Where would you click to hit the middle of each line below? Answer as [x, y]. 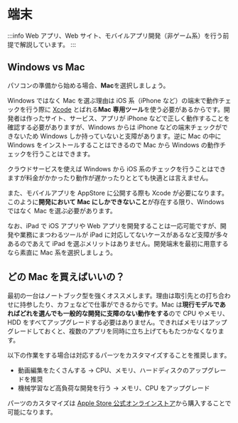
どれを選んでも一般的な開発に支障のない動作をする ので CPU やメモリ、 [124, 313]
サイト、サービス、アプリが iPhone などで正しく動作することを [137, 118]
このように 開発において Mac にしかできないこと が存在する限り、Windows [116, 202]
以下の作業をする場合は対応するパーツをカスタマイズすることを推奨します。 [119, 355]
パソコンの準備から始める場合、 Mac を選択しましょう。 [88, 85]
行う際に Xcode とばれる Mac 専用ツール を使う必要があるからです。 [125, 109]
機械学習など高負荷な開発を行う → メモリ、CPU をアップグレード [114, 387]
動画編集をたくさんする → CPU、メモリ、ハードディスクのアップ [113, 370]
